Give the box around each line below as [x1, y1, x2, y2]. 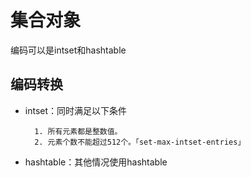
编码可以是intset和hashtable [10, 44, 127, 56]
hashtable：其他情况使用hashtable [24, 156, 168, 168]
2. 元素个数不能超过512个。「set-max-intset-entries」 [34, 137, 246, 147]
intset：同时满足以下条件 [24, 104, 128, 116]
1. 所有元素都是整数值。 [34, 126, 123, 136]
